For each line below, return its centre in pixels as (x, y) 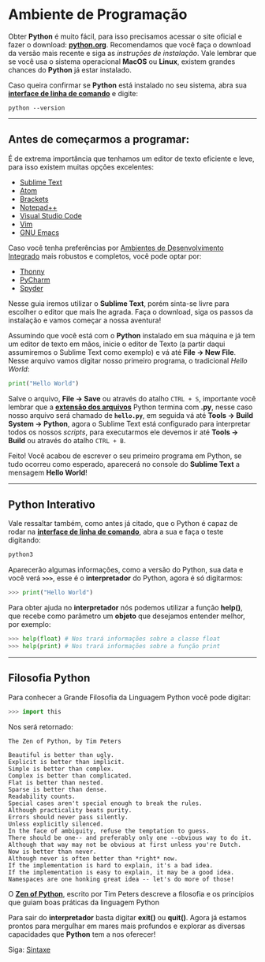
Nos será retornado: (41, 726)
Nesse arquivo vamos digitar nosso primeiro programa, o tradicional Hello (128, 360)
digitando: (24, 540)
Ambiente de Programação (98, 15)
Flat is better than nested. (56, 782)
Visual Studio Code (51, 215)
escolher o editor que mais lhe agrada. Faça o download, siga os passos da (131, 311)
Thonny (32, 271)
